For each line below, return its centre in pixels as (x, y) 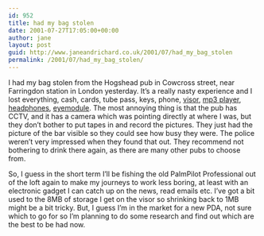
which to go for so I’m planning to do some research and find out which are (131, 216)
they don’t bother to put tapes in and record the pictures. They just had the (130, 125)
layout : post (30, 45)
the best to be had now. (47, 224)
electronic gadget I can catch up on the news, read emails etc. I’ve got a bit (132, 191)
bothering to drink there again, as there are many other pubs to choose (124, 150)
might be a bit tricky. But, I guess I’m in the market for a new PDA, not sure (130, 207)
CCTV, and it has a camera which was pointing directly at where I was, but (130, 116)
